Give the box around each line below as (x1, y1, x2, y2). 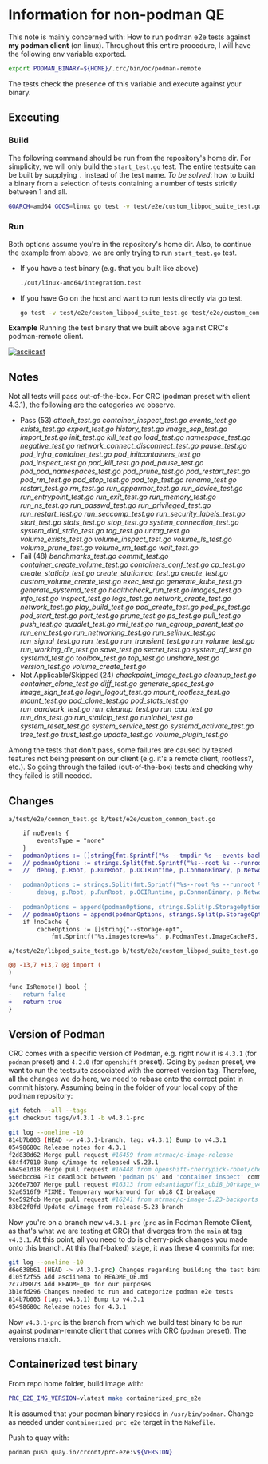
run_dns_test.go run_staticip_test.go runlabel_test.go (19, 713, 194, 723)
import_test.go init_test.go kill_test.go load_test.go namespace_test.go (19, 433, 251, 442)
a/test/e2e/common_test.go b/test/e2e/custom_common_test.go (8, 816, 216, 824)
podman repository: (8, 1091, 73, 1101)
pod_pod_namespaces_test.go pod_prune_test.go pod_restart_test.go (19, 466, 250, 477)
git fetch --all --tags (8, 1107, 88, 1115)
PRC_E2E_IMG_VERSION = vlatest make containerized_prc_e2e (8, 1394, 202, 1402)
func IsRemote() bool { (8, 983, 88, 991)
